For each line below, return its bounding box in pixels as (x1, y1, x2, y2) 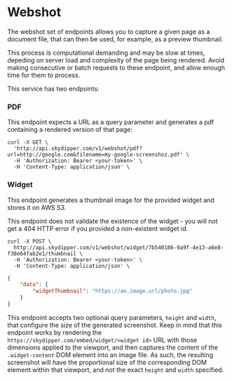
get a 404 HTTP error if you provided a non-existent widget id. (7, 224, 189, 232)
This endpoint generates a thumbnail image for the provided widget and (7, 196, 215, 204)
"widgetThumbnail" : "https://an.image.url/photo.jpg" (32, 288, 193, 295)
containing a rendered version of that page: (7, 126, 133, 134)
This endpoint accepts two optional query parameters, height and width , (7, 313, 217, 321)
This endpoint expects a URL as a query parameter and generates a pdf (7, 118, 214, 126)
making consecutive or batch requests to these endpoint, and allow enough (7, 63, 226, 72)
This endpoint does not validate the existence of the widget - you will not (7, 217, 218, 225)
